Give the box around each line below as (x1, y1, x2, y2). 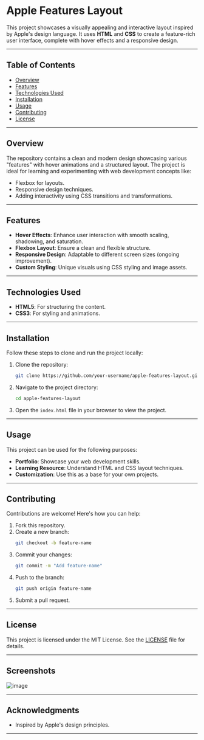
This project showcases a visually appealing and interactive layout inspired (6, 24, 194, 31)
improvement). (15, 257, 52, 265)
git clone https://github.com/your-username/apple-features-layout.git (15, 373, 200, 379)
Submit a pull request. (15, 596, 70, 604)
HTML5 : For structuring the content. (15, 303, 106, 311)
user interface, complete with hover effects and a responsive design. (6, 36, 178, 44)
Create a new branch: (15, 528, 70, 536)
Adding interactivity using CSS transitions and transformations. (15, 192, 173, 199)
